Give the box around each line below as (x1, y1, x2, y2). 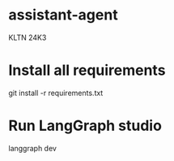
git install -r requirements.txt (8, 88, 104, 98)
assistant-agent (8, 6, 119, 24)
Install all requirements (8, 61, 166, 80)
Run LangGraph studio (8, 116, 162, 135)
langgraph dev (8, 143, 57, 153)
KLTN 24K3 (8, 33, 47, 42)
